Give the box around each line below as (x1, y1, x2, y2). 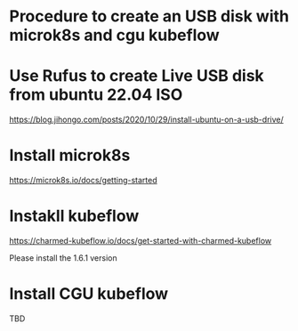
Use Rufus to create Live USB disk (9, 66, 264, 86)
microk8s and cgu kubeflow (9, 25, 220, 45)
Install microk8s (9, 145, 131, 165)
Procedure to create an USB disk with (9, 6, 290, 27)
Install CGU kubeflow (9, 284, 169, 304)
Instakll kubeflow (9, 206, 140, 226)
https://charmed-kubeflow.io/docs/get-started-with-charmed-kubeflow (9, 236, 272, 246)
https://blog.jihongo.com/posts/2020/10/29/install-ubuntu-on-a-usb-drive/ (9, 114, 284, 125)
